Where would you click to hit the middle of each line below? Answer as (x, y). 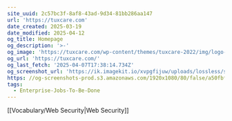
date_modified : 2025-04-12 (46, 33)
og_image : (21, 53)
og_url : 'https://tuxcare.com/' (54, 59)
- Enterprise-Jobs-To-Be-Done (57, 91)
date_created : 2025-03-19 (44, 26)
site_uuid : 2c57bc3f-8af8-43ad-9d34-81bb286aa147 (80, 13)
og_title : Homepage (35, 39)
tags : (15, 84)
